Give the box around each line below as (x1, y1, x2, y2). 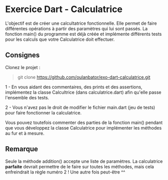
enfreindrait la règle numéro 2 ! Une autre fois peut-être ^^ (5, 169, 125, 175)
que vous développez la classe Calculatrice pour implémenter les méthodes (5, 125, 162, 131)
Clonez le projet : (5, 64, 41, 70)
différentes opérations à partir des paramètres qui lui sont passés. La (5, 25, 148, 31)
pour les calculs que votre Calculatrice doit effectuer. (5, 36, 115, 42)
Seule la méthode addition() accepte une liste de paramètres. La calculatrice (5, 158, 163, 164)
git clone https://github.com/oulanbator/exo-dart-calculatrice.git (17, 74, 150, 80)
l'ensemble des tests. (5, 94, 49, 100)
